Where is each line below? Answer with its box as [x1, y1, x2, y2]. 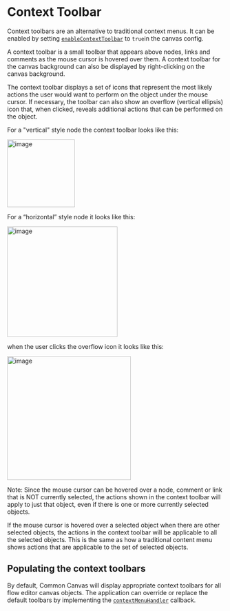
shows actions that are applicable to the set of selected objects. [7, 543, 189, 551]
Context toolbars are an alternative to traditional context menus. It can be [7, 27, 215, 35]
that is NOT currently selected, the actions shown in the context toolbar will [7, 492, 221, 501]
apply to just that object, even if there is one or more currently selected [7, 500, 209, 508]
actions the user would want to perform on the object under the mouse [7, 90, 209, 99]
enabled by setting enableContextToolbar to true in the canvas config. [7, 34, 204, 42]
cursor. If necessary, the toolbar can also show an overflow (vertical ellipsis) [7, 97, 224, 106]
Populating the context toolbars [7, 563, 146, 574]
